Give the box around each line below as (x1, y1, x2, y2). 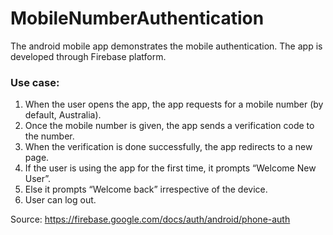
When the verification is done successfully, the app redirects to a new (24, 141, 313, 153)
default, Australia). (24, 109, 102, 121)
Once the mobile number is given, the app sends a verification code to (24, 120, 315, 132)
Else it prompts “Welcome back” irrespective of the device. (24, 183, 268, 196)
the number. (24, 130, 75, 142)
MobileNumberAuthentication (10, 7, 265, 30)
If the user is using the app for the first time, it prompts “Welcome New (24, 162, 317, 174)
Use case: (10, 75, 60, 89)
